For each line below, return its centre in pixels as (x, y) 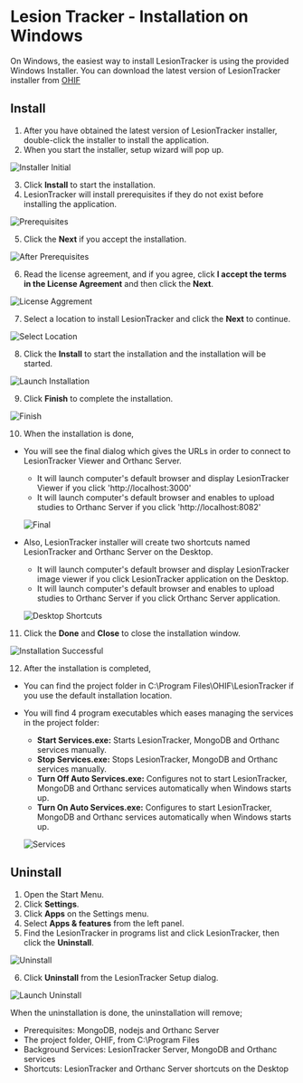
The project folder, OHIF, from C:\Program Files (111, 1040)
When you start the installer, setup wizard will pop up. (123, 149)
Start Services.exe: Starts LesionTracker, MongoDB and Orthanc (158, 740)
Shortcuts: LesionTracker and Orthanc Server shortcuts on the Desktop (156, 1069)
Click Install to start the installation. (90, 185)
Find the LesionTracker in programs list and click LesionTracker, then (151, 933)
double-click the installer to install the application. (116, 140)
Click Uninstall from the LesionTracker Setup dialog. (121, 977)
